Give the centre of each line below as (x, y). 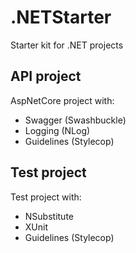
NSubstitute (49, 216)
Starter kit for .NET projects (67, 45)
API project (46, 76)
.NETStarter (61, 17)
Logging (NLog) (57, 130)
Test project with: (46, 197)
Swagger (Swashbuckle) (75, 120)
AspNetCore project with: (62, 100)
